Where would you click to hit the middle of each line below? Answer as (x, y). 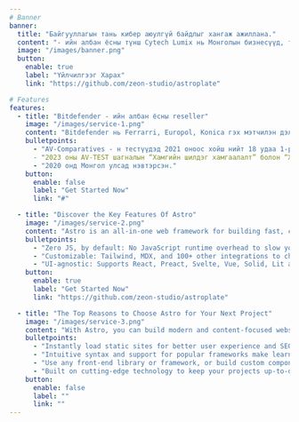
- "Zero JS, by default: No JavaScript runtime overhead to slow (156, 248)
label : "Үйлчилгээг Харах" (75, 76)
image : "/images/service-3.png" (85, 322)
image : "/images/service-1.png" (85, 124)
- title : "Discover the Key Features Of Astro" (107, 215)
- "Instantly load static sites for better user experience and (154, 346)
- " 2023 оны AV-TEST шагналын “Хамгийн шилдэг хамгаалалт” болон (156, 157)
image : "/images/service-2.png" (85, 223)
